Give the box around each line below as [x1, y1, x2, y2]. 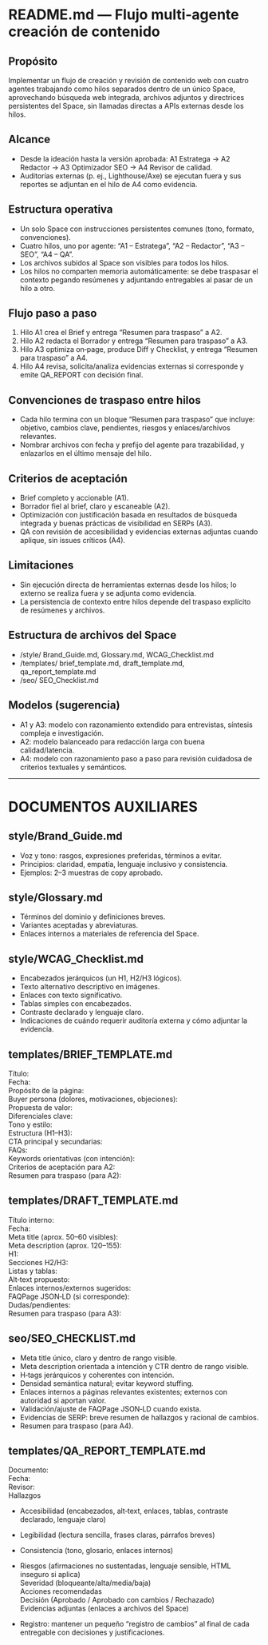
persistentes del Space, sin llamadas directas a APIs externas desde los [8, 102, 245, 110]
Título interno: [8, 1215, 54, 1224]
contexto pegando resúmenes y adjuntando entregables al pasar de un [19, 274, 254, 285]
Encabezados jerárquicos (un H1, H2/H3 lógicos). [19, 973, 182, 983]
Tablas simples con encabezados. [19, 999, 132, 1008]
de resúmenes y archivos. [19, 605, 105, 615]
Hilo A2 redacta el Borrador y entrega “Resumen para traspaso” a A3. [19, 336, 248, 345]
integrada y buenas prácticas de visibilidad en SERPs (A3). [19, 518, 213, 529]
